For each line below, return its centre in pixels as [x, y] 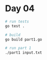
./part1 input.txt [23, 53]
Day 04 [20, 9]
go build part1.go [23, 40]
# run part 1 [18, 48]
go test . [15, 26]
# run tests [17, 21]
